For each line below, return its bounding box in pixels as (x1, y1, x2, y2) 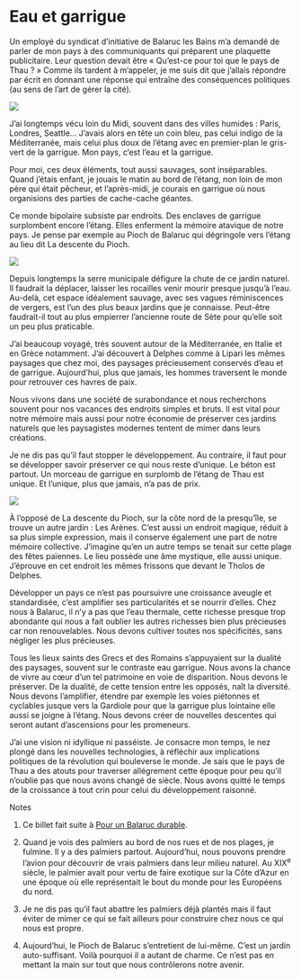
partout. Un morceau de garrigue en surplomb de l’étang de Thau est (9, 468, 265, 479)
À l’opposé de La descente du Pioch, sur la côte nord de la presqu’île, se (9, 512, 277, 523)
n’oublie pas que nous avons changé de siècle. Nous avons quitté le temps (9, 775, 286, 786)
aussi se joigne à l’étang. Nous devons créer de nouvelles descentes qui (9, 709, 277, 720)
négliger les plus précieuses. (9, 635, 116, 645)
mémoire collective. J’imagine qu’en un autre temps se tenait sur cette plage (9, 541, 292, 552)
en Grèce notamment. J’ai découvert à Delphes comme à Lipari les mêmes (9, 348, 286, 359)
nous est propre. (22, 922, 84, 933)
